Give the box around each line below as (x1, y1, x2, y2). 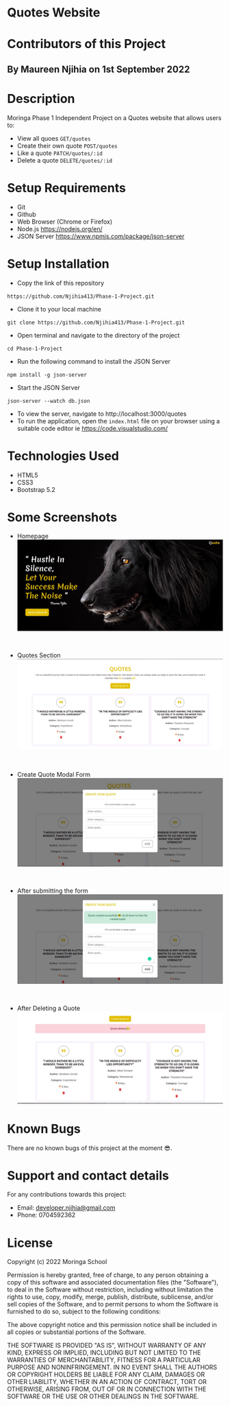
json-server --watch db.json (7, 397, 90, 404)
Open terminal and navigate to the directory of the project (16, 331, 180, 339)
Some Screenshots (7, 509, 118, 525)
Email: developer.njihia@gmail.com (16, 1204, 116, 1212)
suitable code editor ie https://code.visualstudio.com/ (16, 424, 168, 432)
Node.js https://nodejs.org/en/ (16, 224, 103, 233)
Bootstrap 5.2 (16, 485, 56, 493)
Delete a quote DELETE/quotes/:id (16, 156, 113, 164)
